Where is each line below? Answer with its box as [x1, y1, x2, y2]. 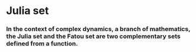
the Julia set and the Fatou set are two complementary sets [6, 32, 181, 40]
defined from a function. [6, 40, 78, 48]
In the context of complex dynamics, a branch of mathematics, [6, 25, 191, 33]
